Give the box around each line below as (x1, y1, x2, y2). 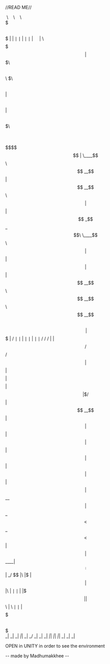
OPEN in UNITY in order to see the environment (5, 643, 105, 649)
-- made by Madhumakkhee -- (5, 653, 70, 659)
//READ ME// (5, 5, 32, 10)
